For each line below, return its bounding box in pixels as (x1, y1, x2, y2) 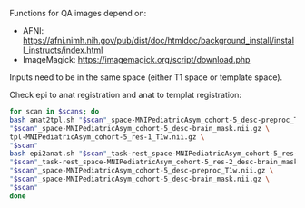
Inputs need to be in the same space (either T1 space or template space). (9, 72, 283, 83)
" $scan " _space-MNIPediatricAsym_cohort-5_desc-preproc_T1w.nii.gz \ (9, 166, 274, 175)
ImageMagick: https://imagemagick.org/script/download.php (22, 54, 251, 64)
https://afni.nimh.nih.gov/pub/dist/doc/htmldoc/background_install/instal (22, 35, 295, 45)
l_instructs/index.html (22, 45, 103, 55)
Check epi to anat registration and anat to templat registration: (9, 90, 242, 100)
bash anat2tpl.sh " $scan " (9, 115, 107, 124)
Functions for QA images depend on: (9, 8, 147, 18)
